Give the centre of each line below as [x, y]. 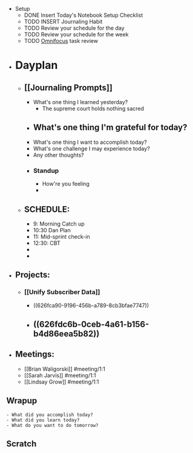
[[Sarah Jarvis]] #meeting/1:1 [60, 375]
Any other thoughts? [58, 155]
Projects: [32, 275]
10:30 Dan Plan [52, 230]
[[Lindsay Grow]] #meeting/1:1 [61, 382]
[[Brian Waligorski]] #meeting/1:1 [65, 369]
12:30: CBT [47, 243]
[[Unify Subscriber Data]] [62, 292]
